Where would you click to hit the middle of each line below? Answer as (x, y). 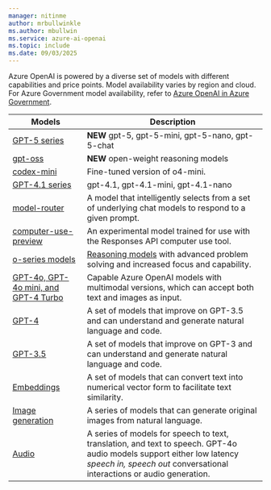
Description (173, 122)
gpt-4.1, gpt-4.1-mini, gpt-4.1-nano (159, 185)
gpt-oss (28, 158)
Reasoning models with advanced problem (167, 254)
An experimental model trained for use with (169, 231)
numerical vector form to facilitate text (159, 387)
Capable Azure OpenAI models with (154, 277)
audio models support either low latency (163, 454)
